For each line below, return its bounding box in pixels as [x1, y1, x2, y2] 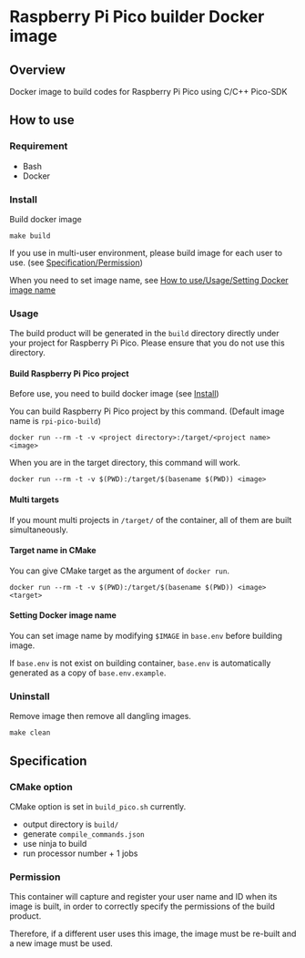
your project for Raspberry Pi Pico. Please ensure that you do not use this [9, 337, 285, 348]
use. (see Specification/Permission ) [9, 257, 144, 268]
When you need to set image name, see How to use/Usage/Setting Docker [9, 274, 289, 285]
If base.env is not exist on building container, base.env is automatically [9, 658, 271, 669]
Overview [9, 62, 66, 77]
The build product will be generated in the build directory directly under [9, 328, 280, 339]
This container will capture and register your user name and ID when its [9, 891, 278, 902]
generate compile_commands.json [22, 829, 145, 840]
